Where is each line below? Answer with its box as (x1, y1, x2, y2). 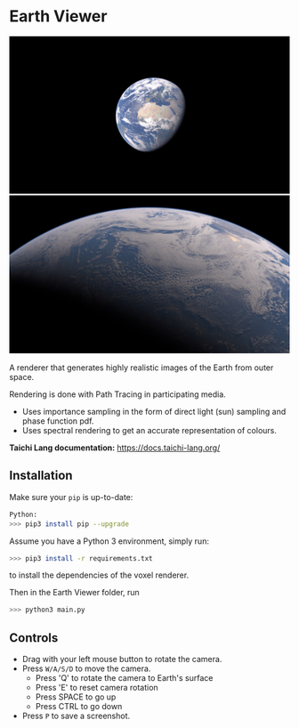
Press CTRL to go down (35, 701, 123, 712)
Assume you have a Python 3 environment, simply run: (9, 536, 209, 546)
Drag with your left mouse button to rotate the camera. (21, 654, 222, 665)
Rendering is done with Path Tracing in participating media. (9, 389, 227, 400)
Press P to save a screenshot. (21, 710, 131, 722)
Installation (9, 468, 73, 483)
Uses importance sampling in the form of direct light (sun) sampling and (21, 406, 287, 417)
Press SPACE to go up (35, 692, 117, 702)
